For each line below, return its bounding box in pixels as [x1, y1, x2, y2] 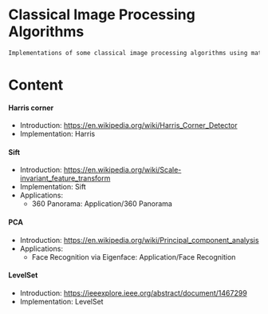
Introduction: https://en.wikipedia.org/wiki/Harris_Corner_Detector [19, 121, 238, 130]
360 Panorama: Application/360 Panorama [31, 199, 173, 209]
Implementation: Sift [19, 182, 86, 192]
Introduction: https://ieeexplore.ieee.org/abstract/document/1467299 [19, 288, 247, 297]
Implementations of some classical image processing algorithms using [8, 49, 248, 57]
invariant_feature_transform [19, 173, 111, 183]
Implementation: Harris [19, 129, 96, 139]
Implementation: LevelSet [19, 296, 104, 306]
